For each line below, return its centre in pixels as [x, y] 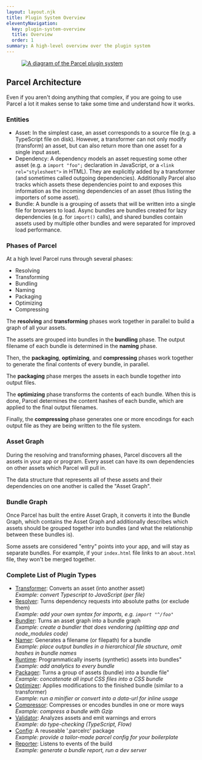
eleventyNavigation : [32, 23]
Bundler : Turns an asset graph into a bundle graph [78, 621]
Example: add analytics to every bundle [65, 666]
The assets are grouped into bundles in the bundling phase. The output [96, 339]
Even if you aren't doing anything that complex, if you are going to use [94, 97]
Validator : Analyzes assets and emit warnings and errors [86, 718]
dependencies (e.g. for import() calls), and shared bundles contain [99, 216]
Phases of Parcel [32, 246]
